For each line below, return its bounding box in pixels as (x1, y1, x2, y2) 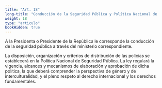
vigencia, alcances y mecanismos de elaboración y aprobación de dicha (5, 63, 149, 69)
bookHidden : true (5, 25, 40, 30)
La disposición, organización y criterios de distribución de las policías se (5, 53, 150, 59)
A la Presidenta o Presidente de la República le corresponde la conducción (5, 38, 154, 44)
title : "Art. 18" (5, 7, 40, 12)
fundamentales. (5, 78, 36, 85)
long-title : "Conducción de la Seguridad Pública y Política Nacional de (5, 12, 158, 16)
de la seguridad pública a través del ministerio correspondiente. (5, 44, 132, 49)
